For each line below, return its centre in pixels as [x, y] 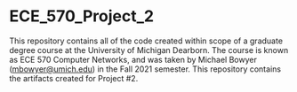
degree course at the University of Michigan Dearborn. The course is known [149, 50]
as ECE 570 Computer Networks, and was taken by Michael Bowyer [133, 59]
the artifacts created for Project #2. [74, 78]
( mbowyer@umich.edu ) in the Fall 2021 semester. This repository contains [145, 69]
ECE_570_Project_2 [81, 16]
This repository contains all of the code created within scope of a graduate [146, 41]
